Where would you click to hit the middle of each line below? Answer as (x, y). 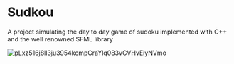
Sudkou (31, 12)
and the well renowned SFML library (60, 39)
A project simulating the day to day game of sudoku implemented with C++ (117, 32)
